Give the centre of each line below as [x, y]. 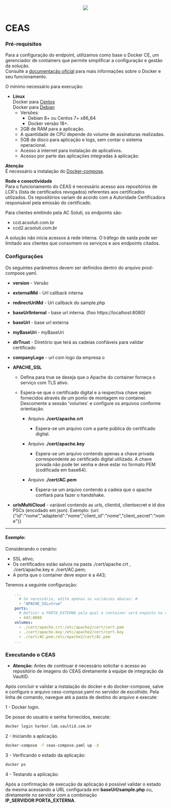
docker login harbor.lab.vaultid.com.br [49, 726]
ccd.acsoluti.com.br [34, 223]
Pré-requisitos [23, 44]
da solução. [18, 66]
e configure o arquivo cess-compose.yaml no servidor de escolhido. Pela [82, 692]
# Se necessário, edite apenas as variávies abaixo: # [78, 599]
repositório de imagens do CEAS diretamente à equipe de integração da [88, 671]
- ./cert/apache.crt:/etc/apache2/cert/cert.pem [71, 627]
